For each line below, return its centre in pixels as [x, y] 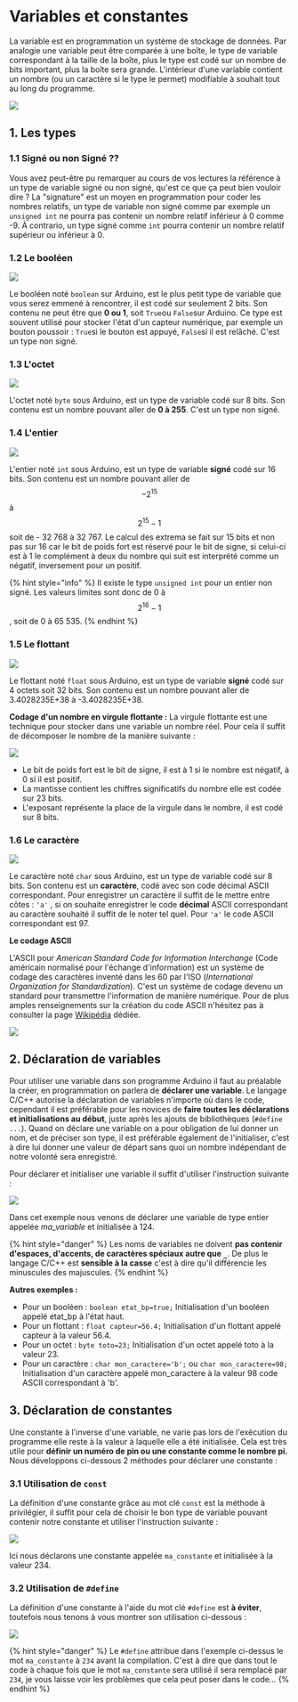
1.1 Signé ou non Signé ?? [64, 159]
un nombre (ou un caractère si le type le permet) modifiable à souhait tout [145, 78]
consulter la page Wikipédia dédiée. [75, 1015]
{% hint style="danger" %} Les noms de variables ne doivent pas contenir [146, 1243]
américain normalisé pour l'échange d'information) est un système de [137, 967]
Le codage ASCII [40, 941]
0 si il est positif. [52, 779]
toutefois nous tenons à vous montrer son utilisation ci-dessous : [128, 1617]
